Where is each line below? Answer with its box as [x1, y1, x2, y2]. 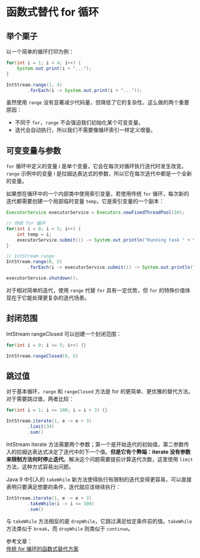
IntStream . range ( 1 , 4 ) [6, 82, 62, 88]
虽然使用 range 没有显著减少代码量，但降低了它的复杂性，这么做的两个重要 [6, 99, 189, 106]
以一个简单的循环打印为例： [6, 48, 74, 55]
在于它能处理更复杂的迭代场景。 [11, 294, 90, 301]
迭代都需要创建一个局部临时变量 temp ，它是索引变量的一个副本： [6, 198, 165, 205]
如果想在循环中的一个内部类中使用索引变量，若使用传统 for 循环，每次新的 [6, 190, 189, 198]
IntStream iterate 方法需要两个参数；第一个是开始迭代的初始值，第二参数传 [6, 440, 189, 448]
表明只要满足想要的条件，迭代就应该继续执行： [6, 483, 121, 490]
